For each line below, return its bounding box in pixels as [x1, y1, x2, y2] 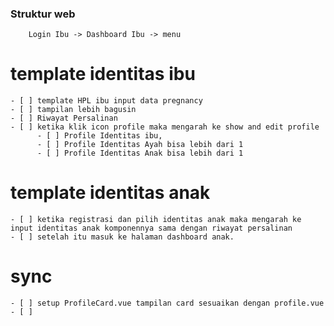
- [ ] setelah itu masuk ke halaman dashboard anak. [10, 232, 235, 242]
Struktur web [10, 7, 76, 21]
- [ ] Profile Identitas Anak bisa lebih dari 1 [36, 148, 244, 159]
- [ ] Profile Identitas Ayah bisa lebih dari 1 [36, 140, 244, 150]
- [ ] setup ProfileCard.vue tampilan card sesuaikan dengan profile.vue [10, 298, 325, 309]
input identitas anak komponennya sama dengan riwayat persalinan [10, 223, 293, 234]
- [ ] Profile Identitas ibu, [36, 131, 163, 141]
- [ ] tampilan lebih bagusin [10, 105, 137, 115]
